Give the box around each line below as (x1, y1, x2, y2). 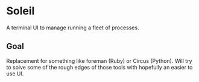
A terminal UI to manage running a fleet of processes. (6, 24, 140, 31)
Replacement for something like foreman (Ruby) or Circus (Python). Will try (6, 57, 192, 64)
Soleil (6, 4, 35, 18)
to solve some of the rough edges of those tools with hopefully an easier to (6, 63, 193, 71)
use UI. (6, 70, 24, 77)
